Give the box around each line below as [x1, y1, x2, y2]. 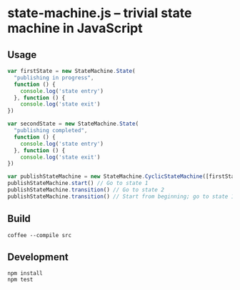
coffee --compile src [7, 231, 72, 239]
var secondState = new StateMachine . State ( [7, 120, 139, 128]
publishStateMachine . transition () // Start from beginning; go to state [7, 193, 229, 200]
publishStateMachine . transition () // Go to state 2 [7, 186, 164, 194]
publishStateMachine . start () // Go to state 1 [7, 180, 149, 187]
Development [7, 251, 69, 263]
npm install [7, 270, 43, 277]
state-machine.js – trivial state [7, 5, 192, 21]
